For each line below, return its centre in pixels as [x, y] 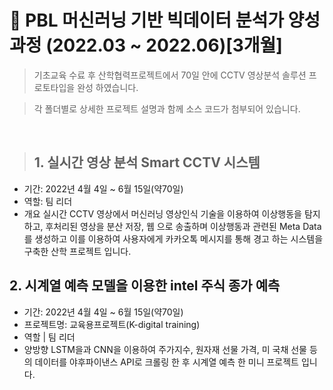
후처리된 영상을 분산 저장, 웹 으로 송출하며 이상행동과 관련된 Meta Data [183, 226]
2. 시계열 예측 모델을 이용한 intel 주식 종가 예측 [145, 286]
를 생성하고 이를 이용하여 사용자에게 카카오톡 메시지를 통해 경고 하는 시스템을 [173, 238]
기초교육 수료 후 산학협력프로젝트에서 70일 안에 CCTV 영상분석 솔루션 [170, 75]
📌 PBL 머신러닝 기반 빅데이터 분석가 [146, 20]
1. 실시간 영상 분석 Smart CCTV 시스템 [147, 162]
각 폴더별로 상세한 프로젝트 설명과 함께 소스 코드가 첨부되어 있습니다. [167, 108]
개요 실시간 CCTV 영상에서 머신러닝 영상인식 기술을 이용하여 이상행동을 [162, 213]
